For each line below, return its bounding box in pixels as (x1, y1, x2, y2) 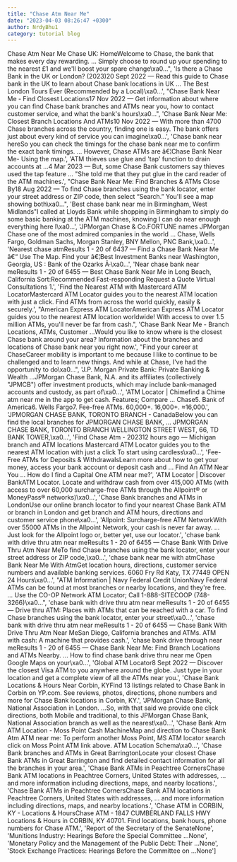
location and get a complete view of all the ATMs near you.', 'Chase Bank (7, 674, 219, 682)
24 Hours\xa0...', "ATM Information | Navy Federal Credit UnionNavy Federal (7, 576, 228, 585)
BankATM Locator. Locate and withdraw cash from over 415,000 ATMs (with (7, 478, 229, 487)
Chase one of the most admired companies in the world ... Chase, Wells (7, 230, 215, 239)
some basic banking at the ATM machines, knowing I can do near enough (7, 215, 221, 224)
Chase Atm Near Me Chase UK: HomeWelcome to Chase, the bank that (7, 50, 214, 58)
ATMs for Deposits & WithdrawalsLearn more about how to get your (22, 456, 219, 464)
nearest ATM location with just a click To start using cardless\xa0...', (7, 448, 205, 456)
